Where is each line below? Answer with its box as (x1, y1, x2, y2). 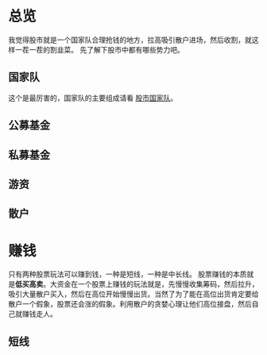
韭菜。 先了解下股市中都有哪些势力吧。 (56, 44, 184, 54)
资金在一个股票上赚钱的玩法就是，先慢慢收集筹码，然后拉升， (56, 280, 259, 289)
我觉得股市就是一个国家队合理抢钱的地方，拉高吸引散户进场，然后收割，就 (8, 35, 252, 44)
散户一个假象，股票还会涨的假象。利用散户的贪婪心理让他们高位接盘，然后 (8, 299, 252, 309)
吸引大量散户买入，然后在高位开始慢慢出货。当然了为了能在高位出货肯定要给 (8, 289, 259, 299)
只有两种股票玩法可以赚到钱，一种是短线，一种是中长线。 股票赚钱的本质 (8, 269, 247, 279)
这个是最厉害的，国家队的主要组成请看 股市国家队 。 (8, 93, 177, 102)
